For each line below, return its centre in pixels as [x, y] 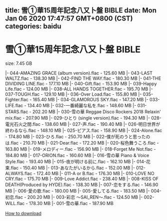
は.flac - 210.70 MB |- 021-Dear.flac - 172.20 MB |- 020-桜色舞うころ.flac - [82, 143]
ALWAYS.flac [19, 174]
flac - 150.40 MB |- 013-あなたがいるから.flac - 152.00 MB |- [73, 168]
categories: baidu [33, 26]
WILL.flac [15, 204]
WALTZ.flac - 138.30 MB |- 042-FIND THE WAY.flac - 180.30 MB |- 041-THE [83, 78]
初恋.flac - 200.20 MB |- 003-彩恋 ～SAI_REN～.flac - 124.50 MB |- [74, 197]
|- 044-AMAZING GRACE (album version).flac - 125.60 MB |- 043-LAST [79, 73]
